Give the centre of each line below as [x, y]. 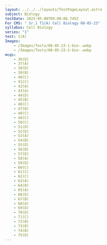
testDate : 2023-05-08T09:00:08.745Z [42, 18]
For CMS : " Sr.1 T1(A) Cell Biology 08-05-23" [53, 23]
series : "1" [17, 32]
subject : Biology [22, 14]
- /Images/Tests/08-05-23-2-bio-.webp [53, 50]
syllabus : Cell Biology [29, 28]
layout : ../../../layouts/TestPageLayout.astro [54, 9]
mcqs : [10, 55]
